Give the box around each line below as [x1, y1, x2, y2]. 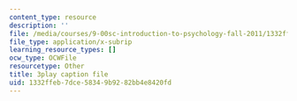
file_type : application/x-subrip [9, 37, 133, 47]
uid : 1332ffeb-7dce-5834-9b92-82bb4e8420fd [9, 78, 172, 87]
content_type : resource [9, 12, 97, 22]
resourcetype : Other [9, 62, 86, 71]
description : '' [9, 21, 69, 30]
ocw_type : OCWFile [9, 54, 77, 62]
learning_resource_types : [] [9, 46, 117, 54]
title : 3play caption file [9, 70, 109, 79]
